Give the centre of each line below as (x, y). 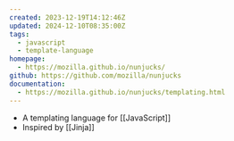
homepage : (28, 59)
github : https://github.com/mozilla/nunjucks (95, 76)
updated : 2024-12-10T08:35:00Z (67, 26)
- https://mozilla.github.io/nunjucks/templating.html (121, 92)
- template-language (55, 51)
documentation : (38, 84)
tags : (19, 34)
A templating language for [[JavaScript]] (96, 118)
